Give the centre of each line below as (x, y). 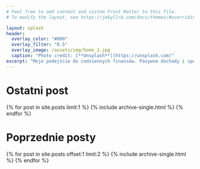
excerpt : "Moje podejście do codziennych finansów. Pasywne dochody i (96, 61)
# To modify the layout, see (42, 17)
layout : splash (25, 28)
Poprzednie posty (51, 137)
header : (16, 33)
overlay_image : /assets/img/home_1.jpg (61, 50)
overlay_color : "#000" (40, 39)
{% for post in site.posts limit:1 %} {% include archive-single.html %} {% (95, 107)
